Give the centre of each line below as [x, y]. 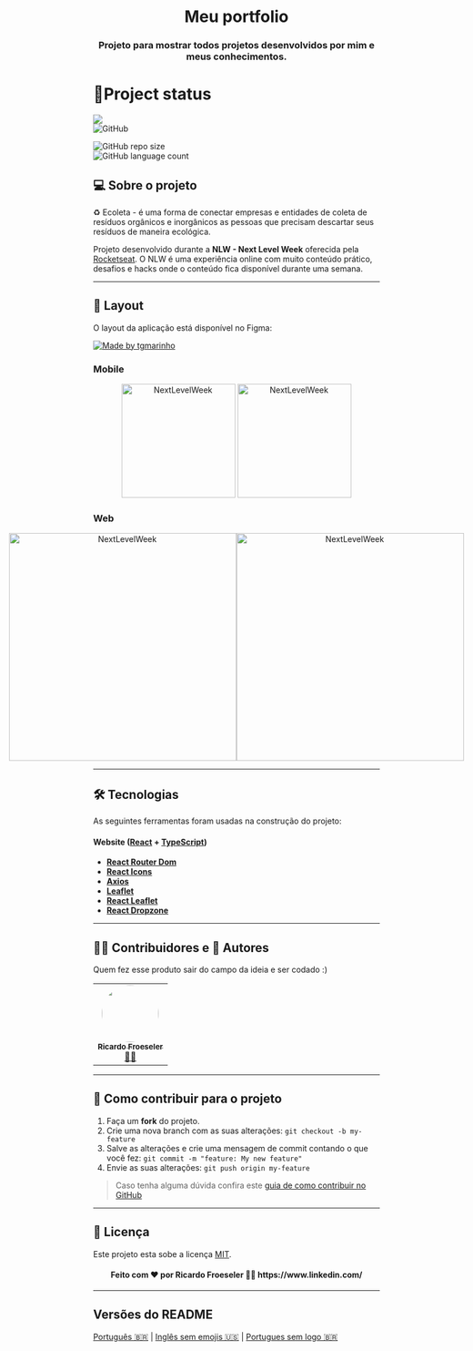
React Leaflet [132, 901]
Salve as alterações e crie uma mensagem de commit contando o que [237, 1148]
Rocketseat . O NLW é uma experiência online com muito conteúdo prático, [233, 259]
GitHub [129, 1194]
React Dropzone [137, 911]
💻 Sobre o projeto [145, 185]
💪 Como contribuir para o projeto [187, 1099]
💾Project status [152, 94]
